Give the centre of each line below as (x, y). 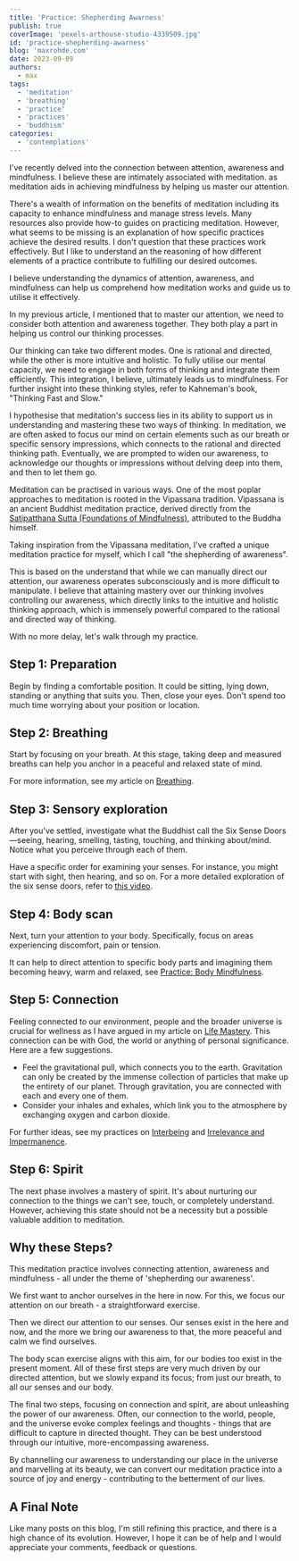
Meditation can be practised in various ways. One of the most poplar (135, 489)
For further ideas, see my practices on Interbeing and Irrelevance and (137, 1131)
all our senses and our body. (62, 1387)
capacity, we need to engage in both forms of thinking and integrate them (145, 369)
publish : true (36, 26)
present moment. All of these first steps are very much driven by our (135, 1368)
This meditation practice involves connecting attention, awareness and (139, 1269)
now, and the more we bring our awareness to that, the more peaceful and (146, 1332)
